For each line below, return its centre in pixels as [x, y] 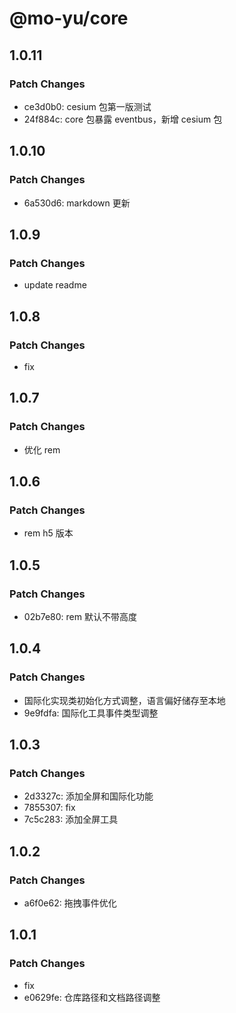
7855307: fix [49, 808]
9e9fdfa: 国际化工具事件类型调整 [91, 713]
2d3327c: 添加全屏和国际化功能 [88, 796]
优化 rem [42, 449]
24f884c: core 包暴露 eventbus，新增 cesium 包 [123, 119]
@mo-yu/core [69, 18]
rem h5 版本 [48, 533]
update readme [55, 285]
